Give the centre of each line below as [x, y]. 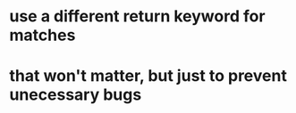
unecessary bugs [76, 95]
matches [42, 35]
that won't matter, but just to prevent [148, 76]
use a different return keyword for [137, 16]
